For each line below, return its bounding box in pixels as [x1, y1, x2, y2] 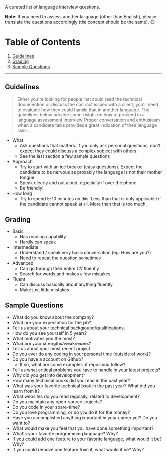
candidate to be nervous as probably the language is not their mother [19, 169, 162, 175]
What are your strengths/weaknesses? [12, 341, 92, 346]
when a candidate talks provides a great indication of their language [17, 122, 157, 128]
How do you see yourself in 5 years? [12, 330, 87, 336]
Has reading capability [19, 233, 66, 239]
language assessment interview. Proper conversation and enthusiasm [17, 117, 160, 123]
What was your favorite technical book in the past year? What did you [12, 383, 155, 389]
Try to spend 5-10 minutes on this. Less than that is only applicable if [19, 195, 161, 201]
